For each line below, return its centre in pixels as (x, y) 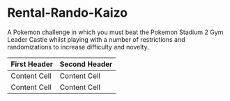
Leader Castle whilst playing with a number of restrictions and (97, 39)
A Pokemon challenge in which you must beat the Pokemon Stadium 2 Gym (115, 32)
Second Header (86, 64)
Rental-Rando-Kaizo (67, 13)
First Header (32, 64)
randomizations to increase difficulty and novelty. (78, 47)
